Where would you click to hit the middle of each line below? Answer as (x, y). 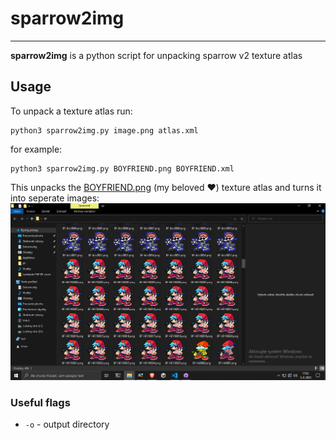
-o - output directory (67, 424)
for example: (36, 149)
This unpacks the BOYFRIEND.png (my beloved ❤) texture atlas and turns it (166, 187)
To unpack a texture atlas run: (71, 111)
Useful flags (40, 402)
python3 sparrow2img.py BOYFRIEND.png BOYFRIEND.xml (122, 168)
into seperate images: (55, 198)
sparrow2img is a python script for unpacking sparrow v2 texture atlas (156, 55)
